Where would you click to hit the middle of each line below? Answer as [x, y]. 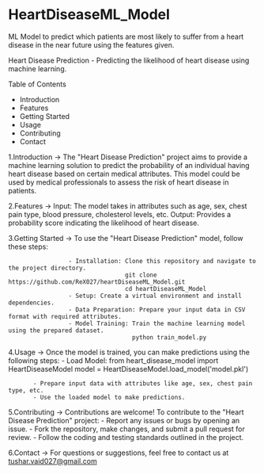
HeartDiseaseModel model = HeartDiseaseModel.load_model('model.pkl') [128, 369]
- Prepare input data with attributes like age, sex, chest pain [143, 383]
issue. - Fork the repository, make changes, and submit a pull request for [126, 429]
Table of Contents [38, 84]
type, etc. [26, 390]
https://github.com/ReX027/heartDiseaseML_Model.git [97, 282]
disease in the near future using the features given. [91, 44]
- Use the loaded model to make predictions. [109, 397]
